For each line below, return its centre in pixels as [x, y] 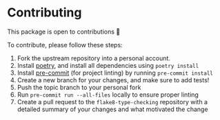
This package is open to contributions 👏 [64, 32]
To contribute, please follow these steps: [65, 45]
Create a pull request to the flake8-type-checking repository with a [112, 101]
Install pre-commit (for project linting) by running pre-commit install [115, 73]
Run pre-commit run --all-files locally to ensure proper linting [108, 95]
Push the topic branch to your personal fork [79, 87]
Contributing [44, 13]
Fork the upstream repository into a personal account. [94, 58]
